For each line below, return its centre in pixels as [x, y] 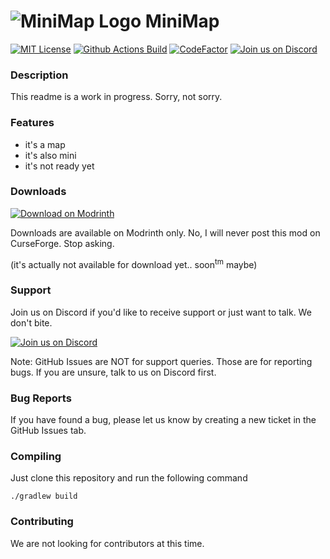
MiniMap [182, 21]
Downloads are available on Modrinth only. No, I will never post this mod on [165, 232]
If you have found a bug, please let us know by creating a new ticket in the [163, 420]
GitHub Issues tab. [48, 431]
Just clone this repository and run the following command [129, 478]
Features [32, 123]
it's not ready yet [59, 166]
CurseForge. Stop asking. [62, 243]
